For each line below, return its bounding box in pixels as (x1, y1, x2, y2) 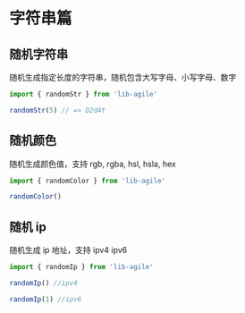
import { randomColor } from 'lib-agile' (9, 176, 166, 185)
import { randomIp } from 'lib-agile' (9, 263, 154, 272)
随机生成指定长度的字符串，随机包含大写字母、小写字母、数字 (9, 72, 237, 82)
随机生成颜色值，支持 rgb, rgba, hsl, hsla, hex (9, 158, 176, 169)
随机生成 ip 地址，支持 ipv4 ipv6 (9, 245, 128, 256)
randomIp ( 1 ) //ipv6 (9, 294, 82, 304)
